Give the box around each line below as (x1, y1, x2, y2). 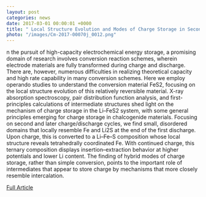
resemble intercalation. (6, 172, 64, 179)
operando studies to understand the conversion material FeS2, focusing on (6, 81, 196, 89)
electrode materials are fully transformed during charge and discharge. (6, 62, 186, 69)
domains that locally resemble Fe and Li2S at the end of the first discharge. (6, 127, 196, 134)
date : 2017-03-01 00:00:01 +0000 (6, 20, 92, 26)
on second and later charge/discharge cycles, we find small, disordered (6, 120, 188, 127)
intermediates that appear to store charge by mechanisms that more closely (6, 166, 198, 173)
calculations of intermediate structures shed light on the (32, 100, 174, 108)
